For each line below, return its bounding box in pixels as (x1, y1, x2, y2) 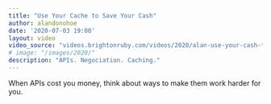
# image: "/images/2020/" (8, 49, 95, 57)
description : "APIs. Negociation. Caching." (8, 57, 161, 65)
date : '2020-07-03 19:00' (8, 26, 95, 34)
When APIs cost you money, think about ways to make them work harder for (8, 78, 261, 88)
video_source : (8, 42, 56, 50)
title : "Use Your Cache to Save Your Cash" (8, 11, 157, 20)
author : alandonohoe (8, 19, 78, 27)
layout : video (8, 34, 56, 42)
